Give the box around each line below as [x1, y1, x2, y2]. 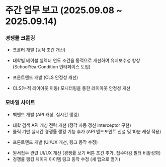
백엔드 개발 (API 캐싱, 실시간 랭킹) [12, 111, 79, 117]
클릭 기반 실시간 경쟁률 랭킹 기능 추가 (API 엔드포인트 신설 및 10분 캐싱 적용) [12, 128, 161, 134]
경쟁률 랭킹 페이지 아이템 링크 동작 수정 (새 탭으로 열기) [12, 156, 121, 162]
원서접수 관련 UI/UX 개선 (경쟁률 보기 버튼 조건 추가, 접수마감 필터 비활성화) [12, 149, 161, 156]
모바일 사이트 [5, 99, 35, 106]
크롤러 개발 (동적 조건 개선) [12, 47, 66, 53]
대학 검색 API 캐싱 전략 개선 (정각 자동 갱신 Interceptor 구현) [12, 122, 132, 128]
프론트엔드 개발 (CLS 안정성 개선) [12, 74, 78, 80]
